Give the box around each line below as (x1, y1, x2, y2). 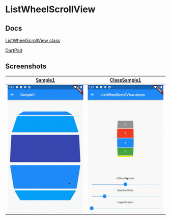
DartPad (5, 47, 23, 53)
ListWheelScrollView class (5, 37, 61, 43)
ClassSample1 (109, 77, 141, 83)
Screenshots (5, 62, 47, 71)
